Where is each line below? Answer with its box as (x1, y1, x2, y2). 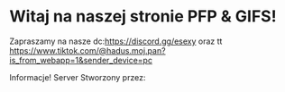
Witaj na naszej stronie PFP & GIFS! (9, 6, 277, 27)
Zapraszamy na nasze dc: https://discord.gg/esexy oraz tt (9, 36, 223, 46)
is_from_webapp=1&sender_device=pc (9, 54, 153, 65)
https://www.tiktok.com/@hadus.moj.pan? (9, 45, 166, 55)
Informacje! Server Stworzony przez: (9, 71, 146, 82)
